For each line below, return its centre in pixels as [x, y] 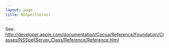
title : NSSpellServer [28, 15]
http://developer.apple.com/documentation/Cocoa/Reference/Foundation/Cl [85, 34]
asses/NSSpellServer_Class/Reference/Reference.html [62, 40]
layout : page [19, 10]
